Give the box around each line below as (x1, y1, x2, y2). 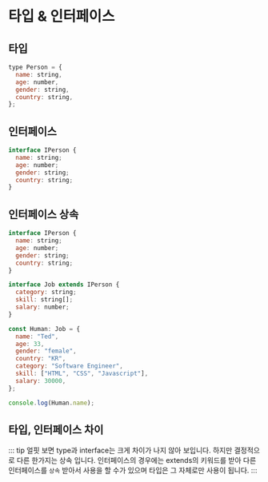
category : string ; (15, 289, 78, 297)
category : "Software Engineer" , (15, 362, 124, 370)
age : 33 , (15, 340, 45, 348)
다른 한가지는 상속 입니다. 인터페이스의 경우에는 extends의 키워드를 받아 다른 (16, 456, 257, 465)
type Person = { (8, 63, 62, 71)
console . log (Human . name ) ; (8, 399, 94, 407)
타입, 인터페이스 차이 (8, 423, 104, 436)
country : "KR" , (15, 355, 66, 363)
